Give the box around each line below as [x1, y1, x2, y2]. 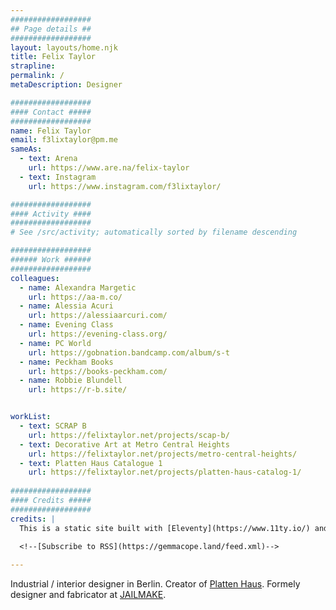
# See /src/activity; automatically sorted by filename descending [10, 227, 298, 238]
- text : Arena [19, 154, 78, 164]
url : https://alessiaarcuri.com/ [28, 311, 168, 321]
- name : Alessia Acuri [19, 301, 114, 311]
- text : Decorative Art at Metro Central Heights [19, 439, 230, 450]
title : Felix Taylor [10, 52, 97, 62]
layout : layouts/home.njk [10, 42, 118, 53]
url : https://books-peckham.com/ [28, 366, 168, 376]
